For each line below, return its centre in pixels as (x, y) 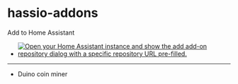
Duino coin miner (42, 74)
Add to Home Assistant (41, 32)
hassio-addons (53, 13)
